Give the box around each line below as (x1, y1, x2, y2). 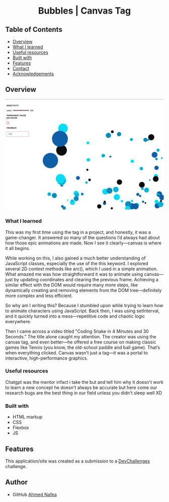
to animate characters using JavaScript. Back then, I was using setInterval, (5, 308, 160, 314)
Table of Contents (5, 25, 63, 34)
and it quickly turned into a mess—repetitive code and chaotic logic (5, 313, 145, 319)
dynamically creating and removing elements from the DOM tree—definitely (5, 287, 162, 293)
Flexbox (12, 425, 29, 431)
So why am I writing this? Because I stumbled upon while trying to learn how (5, 302, 163, 308)
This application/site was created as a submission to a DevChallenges (5, 458, 150, 464)
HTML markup (12, 414, 43, 420)
